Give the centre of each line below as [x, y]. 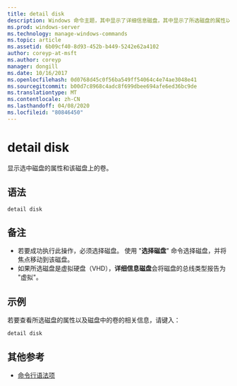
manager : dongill [33, 66]
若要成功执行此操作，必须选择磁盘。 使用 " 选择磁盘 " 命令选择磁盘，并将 [122, 251]
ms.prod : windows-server [44, 27]
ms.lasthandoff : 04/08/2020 [49, 106]
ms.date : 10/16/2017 [38, 73]
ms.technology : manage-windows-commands [68, 34]
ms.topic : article [34, 40]
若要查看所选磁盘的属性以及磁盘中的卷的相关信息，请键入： [94, 320]
